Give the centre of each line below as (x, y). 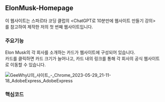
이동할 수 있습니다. (28, 65)
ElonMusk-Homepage (39, 8)
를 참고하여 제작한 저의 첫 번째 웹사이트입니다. (49, 27)
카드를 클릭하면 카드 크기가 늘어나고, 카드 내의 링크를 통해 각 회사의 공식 (74, 59)
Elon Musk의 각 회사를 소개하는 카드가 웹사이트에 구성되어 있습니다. (70, 52)
